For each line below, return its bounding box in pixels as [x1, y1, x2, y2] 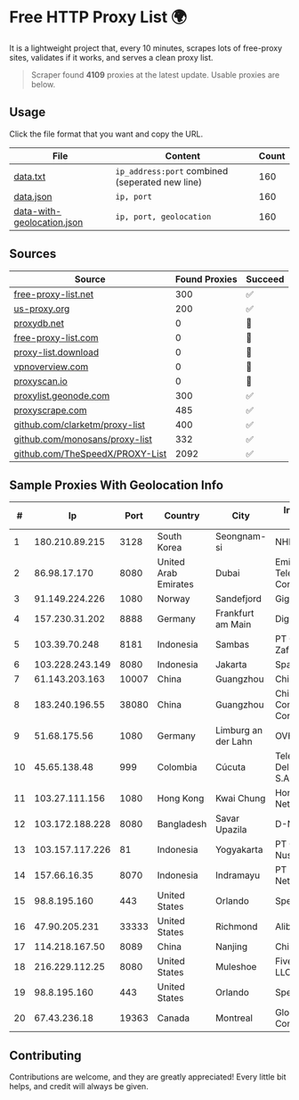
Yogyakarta [214, 844, 263, 856]
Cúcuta [214, 761, 246, 773]
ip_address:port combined [115, 164, 229, 177]
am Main [214, 618, 252, 631]
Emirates [157, 578, 194, 591]
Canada [157, 1012, 190, 1024]
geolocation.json [13, 216, 84, 228]
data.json [13, 190, 53, 203]
